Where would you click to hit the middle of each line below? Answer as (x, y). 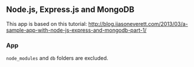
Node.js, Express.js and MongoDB (70, 10)
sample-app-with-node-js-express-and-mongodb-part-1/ (76, 30)
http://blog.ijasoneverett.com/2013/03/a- (138, 24)
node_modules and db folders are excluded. (57, 58)
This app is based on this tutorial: (47, 24)
